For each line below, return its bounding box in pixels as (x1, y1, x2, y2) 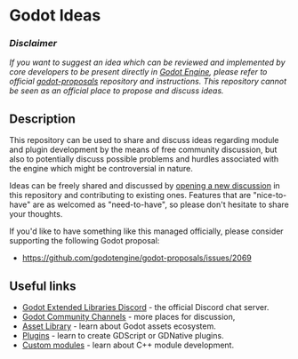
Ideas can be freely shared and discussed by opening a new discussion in (9, 180, 280, 191)
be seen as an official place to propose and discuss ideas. (9, 85, 224, 96)
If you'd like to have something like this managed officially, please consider (9, 226, 284, 236)
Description (9, 111, 76, 126)
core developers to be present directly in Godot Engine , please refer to (9, 67, 268, 77)
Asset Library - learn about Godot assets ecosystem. (21, 321, 216, 331)
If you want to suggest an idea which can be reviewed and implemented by (9, 57, 286, 68)
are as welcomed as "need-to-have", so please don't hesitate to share (32, 199, 289, 210)
